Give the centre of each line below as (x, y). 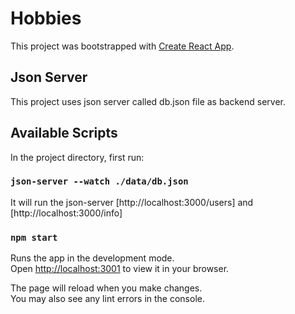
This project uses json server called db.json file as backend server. (148, 101)
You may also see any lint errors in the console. (107, 299)
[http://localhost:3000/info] (66, 213)
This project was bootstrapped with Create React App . (122, 46)
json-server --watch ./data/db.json (99, 181)
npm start (34, 237)
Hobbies (46, 18)
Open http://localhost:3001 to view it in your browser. (120, 269)
